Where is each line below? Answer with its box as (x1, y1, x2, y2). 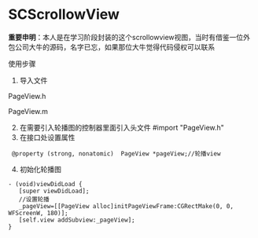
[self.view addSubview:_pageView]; (18, 216, 135, 224)
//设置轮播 (18, 195, 50, 203)
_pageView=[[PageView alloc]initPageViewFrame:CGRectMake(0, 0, (18, 202, 234, 210)
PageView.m (8, 106, 49, 115)
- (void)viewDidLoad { (8, 180, 83, 188)
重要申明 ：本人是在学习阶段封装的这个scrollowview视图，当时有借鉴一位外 (8, 32, 250, 42)
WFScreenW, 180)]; (8, 209, 68, 217)
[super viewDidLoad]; (18, 187, 90, 195)
